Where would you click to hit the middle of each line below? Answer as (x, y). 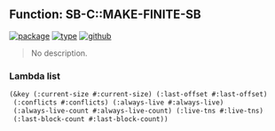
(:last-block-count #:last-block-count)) (90, 119)
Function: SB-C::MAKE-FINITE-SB (105, 15)
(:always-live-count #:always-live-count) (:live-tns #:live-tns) (138, 111)
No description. (59, 53)
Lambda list (35, 76)
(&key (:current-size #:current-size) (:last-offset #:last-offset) (138, 95)
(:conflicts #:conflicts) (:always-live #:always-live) (118, 102)
